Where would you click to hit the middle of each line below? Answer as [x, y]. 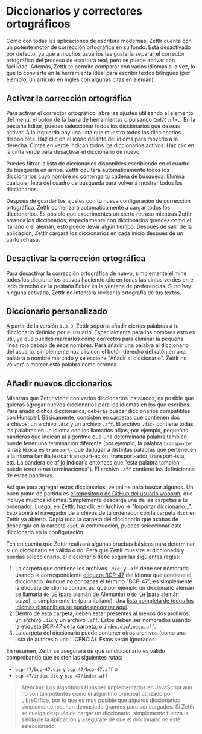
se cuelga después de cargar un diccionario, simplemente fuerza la [105, 713]
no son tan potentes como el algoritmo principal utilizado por [97, 694]
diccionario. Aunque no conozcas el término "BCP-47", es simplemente [104, 581]
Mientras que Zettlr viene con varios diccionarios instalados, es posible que [100, 398]
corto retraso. [23, 239]
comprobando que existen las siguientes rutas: [64, 658]
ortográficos [38, 24]
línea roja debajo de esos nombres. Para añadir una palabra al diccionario [97, 345]
